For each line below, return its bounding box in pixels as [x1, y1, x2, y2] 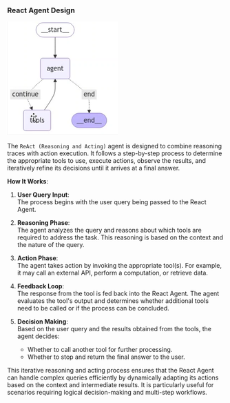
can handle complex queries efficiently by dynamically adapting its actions [7, 373, 219, 382]
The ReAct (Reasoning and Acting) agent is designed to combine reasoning [7, 142, 222, 150]
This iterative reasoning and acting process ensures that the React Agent [7, 366, 214, 375]
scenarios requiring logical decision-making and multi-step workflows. [7, 389, 208, 397]
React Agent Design [7, 6, 76, 15]
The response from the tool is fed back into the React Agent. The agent [17, 289, 220, 298]
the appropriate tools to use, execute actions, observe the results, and [7, 157, 207, 165]
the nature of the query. [17, 241, 85, 249]
